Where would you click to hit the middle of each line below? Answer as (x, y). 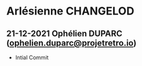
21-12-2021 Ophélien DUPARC (64, 34)
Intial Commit (32, 58)
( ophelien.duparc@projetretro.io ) (71, 43)
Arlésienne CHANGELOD (70, 11)
